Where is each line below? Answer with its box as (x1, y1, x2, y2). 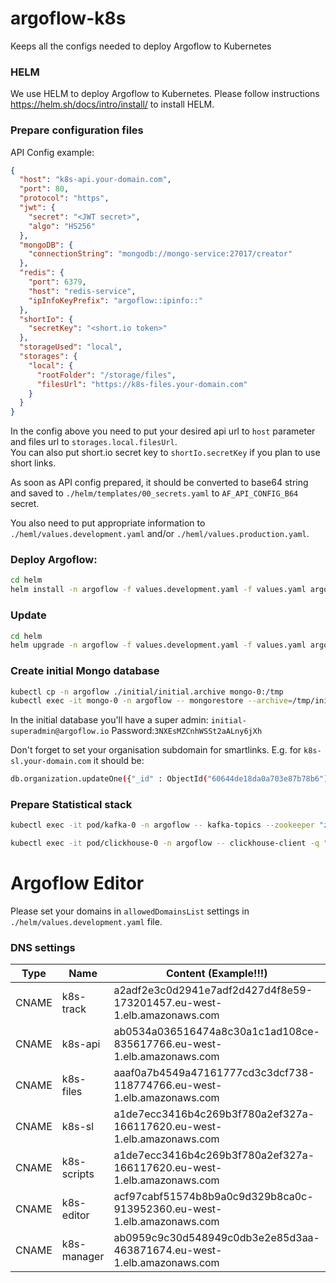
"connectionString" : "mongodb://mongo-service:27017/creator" (28, 249, 293, 259)
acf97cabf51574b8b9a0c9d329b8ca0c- (113, 1190, 314, 1204)
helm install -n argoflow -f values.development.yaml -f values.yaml (10, 585, 307, 595)
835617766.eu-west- (113, 1037, 223, 1051)
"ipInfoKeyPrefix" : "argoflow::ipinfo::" (28, 295, 203, 306)
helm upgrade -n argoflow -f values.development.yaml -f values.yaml (10, 640, 307, 651)
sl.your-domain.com (10, 757, 92, 767)
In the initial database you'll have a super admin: (10, 714, 209, 726)
